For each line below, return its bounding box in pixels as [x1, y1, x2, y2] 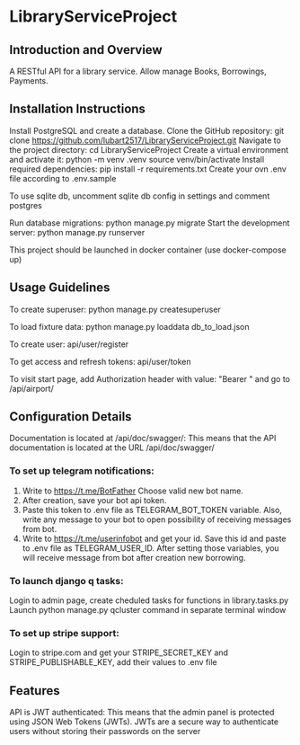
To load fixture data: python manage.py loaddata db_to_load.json [9, 321, 250, 332]
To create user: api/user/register [9, 339, 129, 350]
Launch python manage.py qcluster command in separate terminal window [9, 605, 287, 616]
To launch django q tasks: [9, 574, 124, 587]
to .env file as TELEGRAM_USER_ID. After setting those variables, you [22, 542, 280, 554]
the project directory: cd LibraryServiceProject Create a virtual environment [9, 144, 289, 155]
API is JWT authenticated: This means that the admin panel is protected [9, 707, 275, 718]
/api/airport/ [9, 383, 54, 394]
